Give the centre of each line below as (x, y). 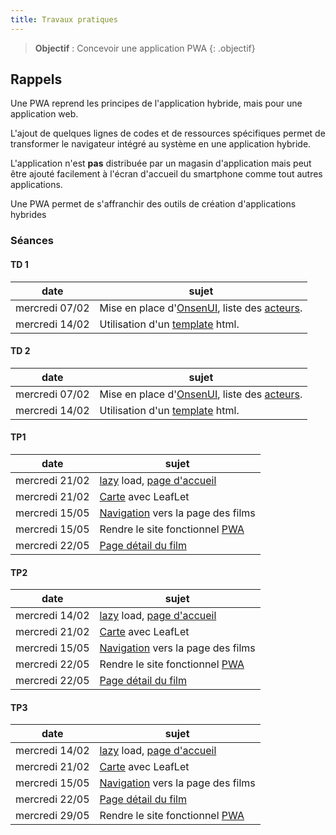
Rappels (36, 79)
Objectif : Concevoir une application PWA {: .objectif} (145, 48)
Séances (32, 241)
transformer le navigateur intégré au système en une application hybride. (161, 144)
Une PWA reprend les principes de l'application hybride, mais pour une (156, 103)
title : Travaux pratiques (64, 19)
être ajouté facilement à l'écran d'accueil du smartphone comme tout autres (166, 174)
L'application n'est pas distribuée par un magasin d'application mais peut (161, 163)
